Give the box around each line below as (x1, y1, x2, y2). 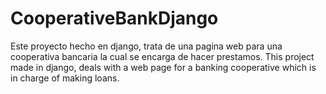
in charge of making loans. (10, 72, 120, 84)
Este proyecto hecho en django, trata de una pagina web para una (10, 40, 283, 52)
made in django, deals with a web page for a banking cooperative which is (10, 61, 317, 73)
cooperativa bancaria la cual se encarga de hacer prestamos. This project (10, 50, 315, 62)
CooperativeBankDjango (10, 7, 219, 30)
